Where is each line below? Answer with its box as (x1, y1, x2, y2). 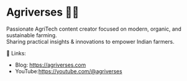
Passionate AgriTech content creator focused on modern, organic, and (6, 25, 182, 32)
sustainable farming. (6, 31, 57, 38)
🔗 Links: (6, 49, 26, 56)
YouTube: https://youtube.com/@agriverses (14, 67, 122, 74)
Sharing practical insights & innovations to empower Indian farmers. (6, 38, 175, 45)
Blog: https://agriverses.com (14, 61, 86, 68)
